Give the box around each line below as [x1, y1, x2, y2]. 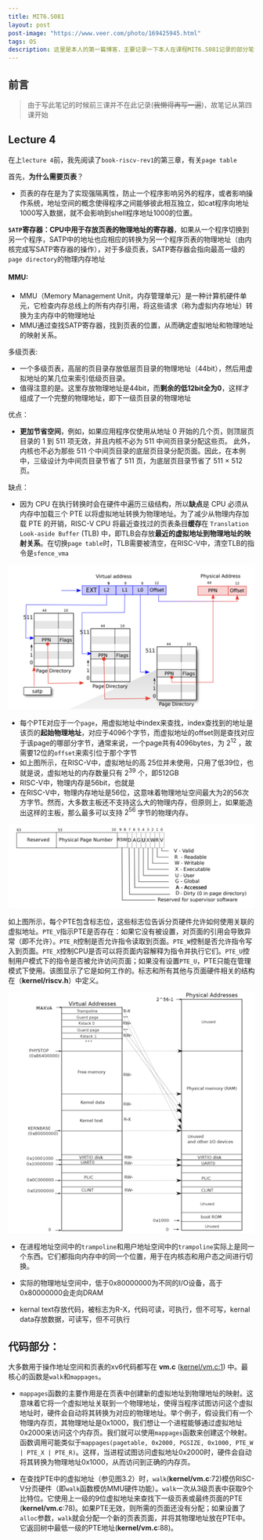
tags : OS [8, 38, 37, 46]
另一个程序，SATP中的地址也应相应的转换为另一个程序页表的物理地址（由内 [8, 234, 252, 243]
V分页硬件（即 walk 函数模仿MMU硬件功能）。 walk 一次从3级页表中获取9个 [19, 1484, 254, 1494]
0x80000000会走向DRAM [19, 1288, 104, 1297]
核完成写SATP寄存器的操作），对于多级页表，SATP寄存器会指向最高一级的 [8, 244, 245, 254]
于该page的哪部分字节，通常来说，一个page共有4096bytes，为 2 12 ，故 [19, 737, 253, 748]
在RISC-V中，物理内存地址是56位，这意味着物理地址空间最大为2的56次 [19, 788, 249, 797]
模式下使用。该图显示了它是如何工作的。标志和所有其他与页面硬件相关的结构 [8, 966, 255, 975]
